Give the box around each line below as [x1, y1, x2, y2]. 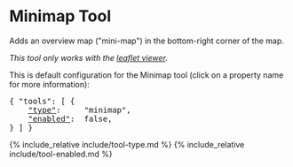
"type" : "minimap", [28, 104, 131, 115]
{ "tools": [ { [9, 95, 75, 106]
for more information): [9, 79, 91, 89]
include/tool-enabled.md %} [9, 148, 113, 159]
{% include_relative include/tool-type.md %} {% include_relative [9, 139, 245, 149]
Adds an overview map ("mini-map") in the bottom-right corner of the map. [9, 35, 284, 46]
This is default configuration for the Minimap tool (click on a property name [9, 69, 284, 80]
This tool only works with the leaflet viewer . [9, 52, 169, 63]
